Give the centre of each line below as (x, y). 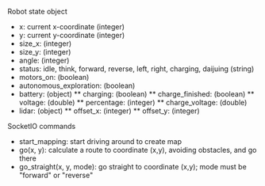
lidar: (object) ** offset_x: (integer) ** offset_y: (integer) (109, 111)
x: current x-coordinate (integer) (71, 27)
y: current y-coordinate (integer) (72, 35)
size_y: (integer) (45, 52)
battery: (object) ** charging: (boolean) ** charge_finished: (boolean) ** (136, 94)
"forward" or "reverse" (56, 175)
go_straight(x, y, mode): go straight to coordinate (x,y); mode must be (132, 167)
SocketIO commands (42, 126)
